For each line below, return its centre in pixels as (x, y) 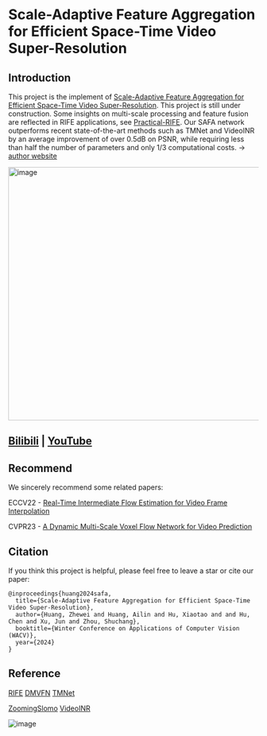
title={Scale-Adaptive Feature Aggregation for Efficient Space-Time (133, 601)
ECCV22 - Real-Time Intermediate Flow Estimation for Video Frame (118, 503)
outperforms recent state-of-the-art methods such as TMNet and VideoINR (132, 130)
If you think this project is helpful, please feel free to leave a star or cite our (131, 571)
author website (33, 156)
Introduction (40, 77)
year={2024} (35, 643)
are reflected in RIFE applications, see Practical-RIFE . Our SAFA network (126, 122)
